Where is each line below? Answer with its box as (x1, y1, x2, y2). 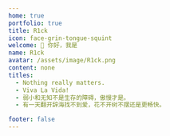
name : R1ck (8, 49, 45, 57)
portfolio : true (8, 19, 62, 27)
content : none (8, 64, 56, 72)
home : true (8, 11, 45, 20)
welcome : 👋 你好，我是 (8, 42, 78, 50)
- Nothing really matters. (15, 78, 105, 86)
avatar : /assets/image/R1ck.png (8, 57, 116, 65)
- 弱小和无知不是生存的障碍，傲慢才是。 (15, 94, 130, 102)
